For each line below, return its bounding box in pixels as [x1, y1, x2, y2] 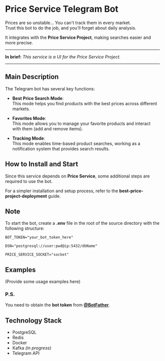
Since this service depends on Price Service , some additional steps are [5, 173, 150, 179]
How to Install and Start [5, 160, 79, 168]
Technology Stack [5, 316, 62, 325]
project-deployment [5, 193, 48, 199]
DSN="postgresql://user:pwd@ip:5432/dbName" [5, 243, 98, 249]
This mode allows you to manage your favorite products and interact [12, 120, 151, 126]
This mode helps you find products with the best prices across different [12, 100, 157, 106]
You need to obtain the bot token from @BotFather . [5, 302, 110, 308]
